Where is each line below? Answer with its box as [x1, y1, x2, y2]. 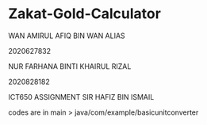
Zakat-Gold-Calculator [8, 5, 161, 23]
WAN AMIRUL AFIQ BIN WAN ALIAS [8, 31, 125, 40]
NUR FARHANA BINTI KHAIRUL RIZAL [8, 61, 132, 71]
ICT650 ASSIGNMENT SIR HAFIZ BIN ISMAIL [8, 92, 155, 101]
